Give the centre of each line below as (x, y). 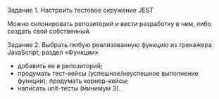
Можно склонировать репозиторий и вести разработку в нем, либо (109, 24)
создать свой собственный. (49, 31)
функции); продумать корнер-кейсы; (73, 81)
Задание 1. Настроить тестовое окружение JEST (80, 10)
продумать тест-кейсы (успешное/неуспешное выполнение (108, 73)
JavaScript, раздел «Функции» (53, 52)
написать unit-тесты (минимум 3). (69, 88)
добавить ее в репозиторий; (60, 66)
